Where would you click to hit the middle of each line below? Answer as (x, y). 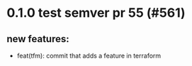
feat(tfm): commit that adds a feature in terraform (89, 55)
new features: (38, 39)
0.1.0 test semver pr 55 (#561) (96, 13)
